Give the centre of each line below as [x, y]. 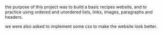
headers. [14, 17]
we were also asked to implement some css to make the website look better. [81, 26]
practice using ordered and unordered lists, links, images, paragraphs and [79, 12]
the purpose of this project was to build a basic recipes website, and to [76, 7]
